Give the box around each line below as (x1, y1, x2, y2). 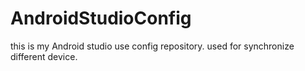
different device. (10, 50, 78, 62)
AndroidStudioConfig (10, 7, 192, 30)
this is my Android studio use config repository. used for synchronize (10, 40, 295, 52)
